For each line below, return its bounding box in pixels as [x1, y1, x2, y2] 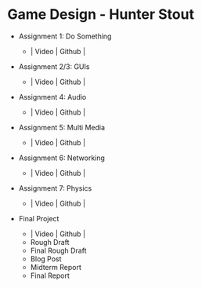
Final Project [18, 213, 60, 223]
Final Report [30, 271, 70, 280]
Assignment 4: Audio [18, 92, 87, 101]
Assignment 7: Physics [18, 183, 92, 193]
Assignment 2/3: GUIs [18, 61, 90, 71]
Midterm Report [30, 262, 81, 272]
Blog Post [30, 253, 62, 264]
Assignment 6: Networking [18, 153, 105, 162]
